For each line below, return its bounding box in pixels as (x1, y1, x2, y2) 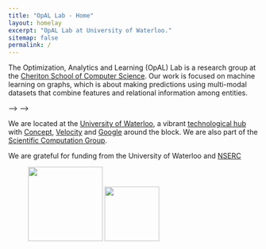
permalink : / (8, 41, 52, 49)
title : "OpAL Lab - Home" (8, 11, 94, 20)
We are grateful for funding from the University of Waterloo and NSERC (8, 151, 241, 161)
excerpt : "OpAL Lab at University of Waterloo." (8, 26, 172, 34)
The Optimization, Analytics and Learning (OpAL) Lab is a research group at (8, 63, 256, 72)
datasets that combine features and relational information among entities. (8, 88, 249, 98)
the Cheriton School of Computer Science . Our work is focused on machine (8, 71, 256, 81)
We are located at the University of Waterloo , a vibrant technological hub (8, 119, 246, 128)
